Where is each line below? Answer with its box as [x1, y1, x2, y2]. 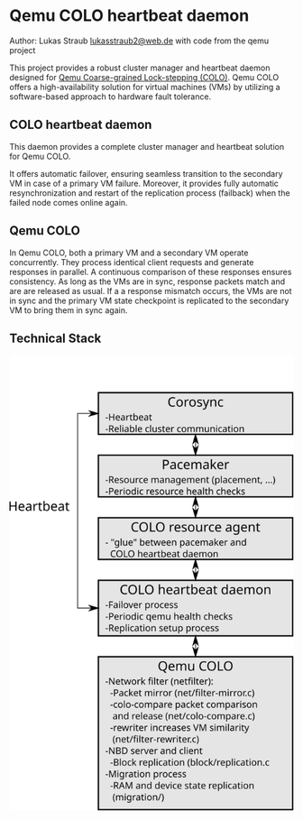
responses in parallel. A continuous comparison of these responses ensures [9, 266, 292, 277]
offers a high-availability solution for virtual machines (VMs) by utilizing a [9, 81, 281, 92]
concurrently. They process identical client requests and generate [9, 256, 254, 267]
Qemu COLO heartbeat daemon [9, 5, 250, 26]
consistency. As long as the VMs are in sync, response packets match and [9, 276, 286, 287]
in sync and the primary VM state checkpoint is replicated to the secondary [9, 295, 289, 306]
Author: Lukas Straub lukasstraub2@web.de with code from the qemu [9, 35, 270, 46]
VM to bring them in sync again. [9, 304, 128, 316]
